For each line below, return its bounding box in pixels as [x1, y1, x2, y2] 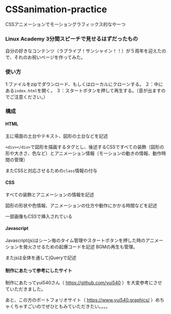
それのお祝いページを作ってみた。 [14, 54, 86, 60]
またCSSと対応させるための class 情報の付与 [5, 168, 97, 174]
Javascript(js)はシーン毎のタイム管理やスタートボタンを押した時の [5, 237, 146, 244]
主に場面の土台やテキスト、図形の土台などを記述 [5, 133, 108, 139]
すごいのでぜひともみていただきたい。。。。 [22, 303, 111, 309]
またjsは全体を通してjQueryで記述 [5, 255, 77, 261]
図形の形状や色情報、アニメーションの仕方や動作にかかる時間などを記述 [5, 202, 157, 208]
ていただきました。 [5, 286, 46, 292]
